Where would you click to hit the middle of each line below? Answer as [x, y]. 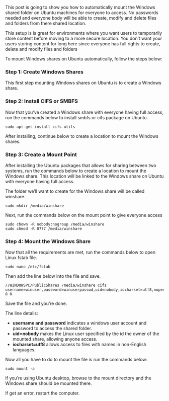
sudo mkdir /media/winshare [35, 206]
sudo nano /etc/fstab [28, 267]
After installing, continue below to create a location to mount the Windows [82, 136]
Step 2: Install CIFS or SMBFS [41, 101]
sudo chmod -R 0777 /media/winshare [44, 228]
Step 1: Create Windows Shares [45, 71]
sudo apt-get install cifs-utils [40, 127]
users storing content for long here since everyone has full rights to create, [83, 44]
